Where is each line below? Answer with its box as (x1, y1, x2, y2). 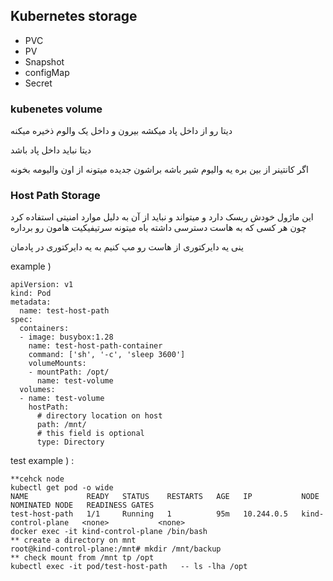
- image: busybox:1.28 (19, 332, 114, 343)
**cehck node (10, 474, 65, 484)
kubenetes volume (10, 102, 103, 116)
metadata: (10, 297, 52, 308)
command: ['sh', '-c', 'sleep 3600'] (28, 350, 186, 360)
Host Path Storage (10, 189, 101, 203)
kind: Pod (10, 289, 52, 299)
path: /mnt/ (36, 420, 87, 430)
